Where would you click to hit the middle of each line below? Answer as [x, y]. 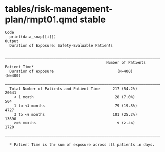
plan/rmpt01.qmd [41, 19]
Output [12, 41]
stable [92, 19]
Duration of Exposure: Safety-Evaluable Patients [61, 45]
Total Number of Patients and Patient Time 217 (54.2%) [73, 89]
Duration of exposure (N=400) [71, 71]
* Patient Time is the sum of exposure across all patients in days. [82, 144]
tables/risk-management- [59, 9]
